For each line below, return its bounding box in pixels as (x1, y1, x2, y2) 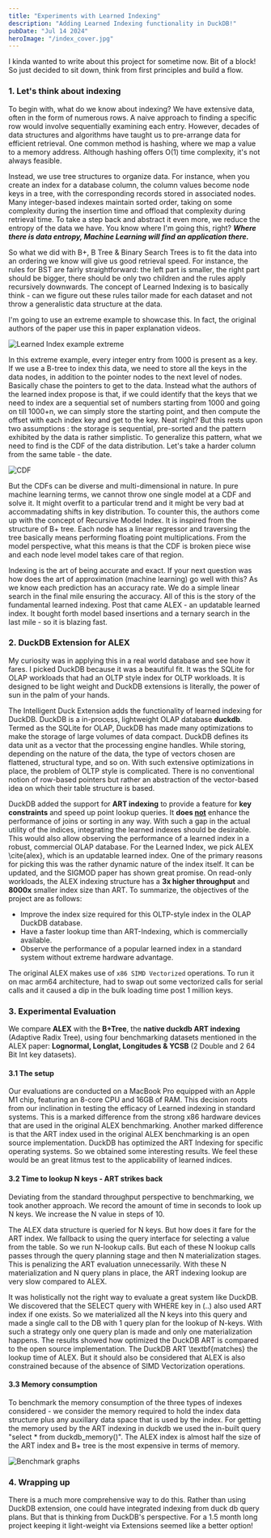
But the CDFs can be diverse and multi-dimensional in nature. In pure (8, 481, 239, 490)
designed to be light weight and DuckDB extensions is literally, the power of (8, 681, 260, 691)
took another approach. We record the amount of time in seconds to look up (8, 1200, 262, 1210)
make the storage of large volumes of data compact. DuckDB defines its (8, 731, 249, 741)
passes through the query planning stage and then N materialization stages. (8, 1250, 261, 1260)
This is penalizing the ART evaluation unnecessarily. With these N (8, 1259, 227, 1269)
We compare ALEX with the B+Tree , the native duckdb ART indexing (8, 1024, 240, 1034)
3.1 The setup (8, 1068, 55, 1078)
